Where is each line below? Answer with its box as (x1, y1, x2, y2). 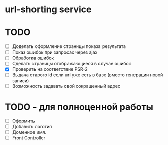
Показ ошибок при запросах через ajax (12, 49, 98, 55)
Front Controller (12, 135, 45, 141)
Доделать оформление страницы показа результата (12, 43, 126, 50)
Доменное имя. (12, 129, 47, 135)
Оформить (12, 118, 35, 124)
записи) (12, 77, 29, 84)
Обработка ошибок (12, 55, 54, 61)
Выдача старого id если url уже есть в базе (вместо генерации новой (12, 72, 163, 78)
